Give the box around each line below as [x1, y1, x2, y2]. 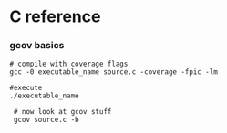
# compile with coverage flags [9, 59, 129, 69]
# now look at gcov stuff [13, 107, 112, 117]
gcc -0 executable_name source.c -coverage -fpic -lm [9, 67, 219, 77]
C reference [9, 6, 101, 27]
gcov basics [9, 39, 65, 52]
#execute [9, 84, 43, 93]
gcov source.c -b [13, 116, 79, 125]
